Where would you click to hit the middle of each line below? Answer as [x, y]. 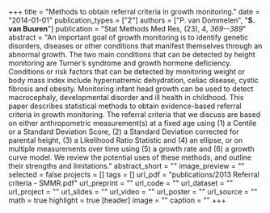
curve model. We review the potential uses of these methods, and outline [130, 157]
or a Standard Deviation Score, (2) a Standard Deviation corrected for [124, 132]
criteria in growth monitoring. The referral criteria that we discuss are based [135, 115]
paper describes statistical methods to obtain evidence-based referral [125, 106]
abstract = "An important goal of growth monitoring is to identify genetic [129, 37]
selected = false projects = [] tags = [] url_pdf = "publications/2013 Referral [134, 174]
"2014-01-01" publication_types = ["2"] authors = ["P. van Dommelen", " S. [132, 20]
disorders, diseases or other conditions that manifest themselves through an [135, 46]
